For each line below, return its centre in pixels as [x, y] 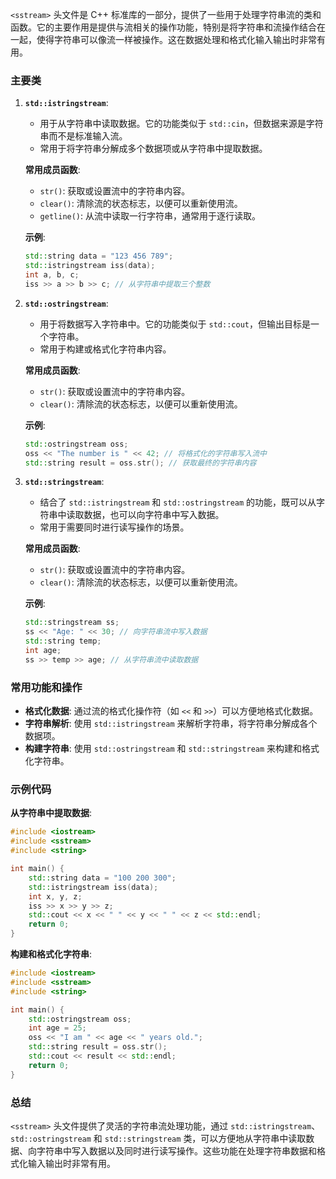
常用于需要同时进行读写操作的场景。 [114, 527]
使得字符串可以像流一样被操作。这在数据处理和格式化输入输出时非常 [176, 39]
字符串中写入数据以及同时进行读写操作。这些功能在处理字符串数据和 [176, 1150]
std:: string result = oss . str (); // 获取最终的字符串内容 [140, 463]
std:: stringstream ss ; [72, 623]
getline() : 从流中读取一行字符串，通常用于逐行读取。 [150, 216]
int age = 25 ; [57, 1028]
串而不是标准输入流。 [83, 136]
